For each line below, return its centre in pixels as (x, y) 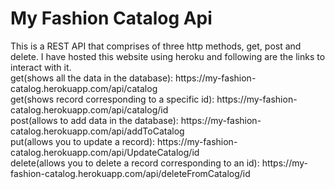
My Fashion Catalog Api (111, 18)
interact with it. (41, 67)
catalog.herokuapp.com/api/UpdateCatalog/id (105, 152)
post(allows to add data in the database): (94, 120)
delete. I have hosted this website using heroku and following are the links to (168, 56)
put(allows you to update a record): (83, 141)
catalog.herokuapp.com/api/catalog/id (89, 109)
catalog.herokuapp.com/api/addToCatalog (97, 131)
